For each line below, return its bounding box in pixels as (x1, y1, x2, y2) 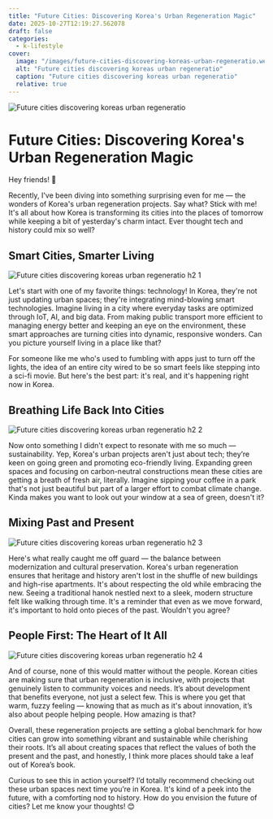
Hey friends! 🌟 (8, 175, 57, 185)
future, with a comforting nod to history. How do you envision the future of (8, 792, 258, 802)
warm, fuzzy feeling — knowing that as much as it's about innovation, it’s (8, 700, 253, 710)
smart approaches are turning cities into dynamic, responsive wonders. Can (8, 329, 262, 339)
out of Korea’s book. (8, 760, 76, 769)
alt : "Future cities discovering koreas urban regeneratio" (15, 65, 223, 73)
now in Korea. (8, 380, 54, 390)
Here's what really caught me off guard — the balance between (8, 553, 221, 563)
